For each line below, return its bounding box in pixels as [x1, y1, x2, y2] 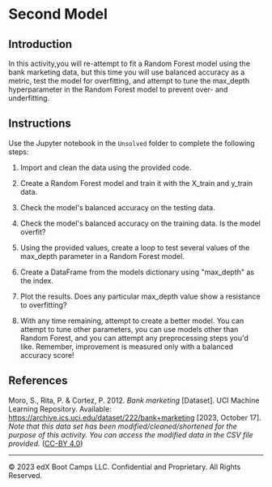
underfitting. [8, 93, 50, 102]
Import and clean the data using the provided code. [19, 162, 192, 172]
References [8, 374, 68, 388]
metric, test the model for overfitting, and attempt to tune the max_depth [8, 76, 249, 85]
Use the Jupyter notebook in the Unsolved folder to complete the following [8, 138, 255, 148]
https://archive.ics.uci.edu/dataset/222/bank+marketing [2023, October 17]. [8, 412, 261, 422]
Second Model [8, 5, 108, 24]
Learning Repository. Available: [8, 403, 112, 414]
